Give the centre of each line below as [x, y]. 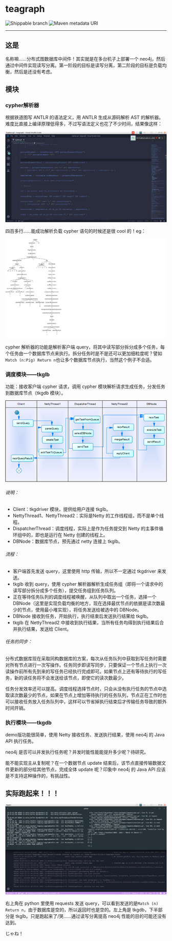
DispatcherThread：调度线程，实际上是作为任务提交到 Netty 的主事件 [86, 529]
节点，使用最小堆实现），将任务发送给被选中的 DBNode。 [82, 610]
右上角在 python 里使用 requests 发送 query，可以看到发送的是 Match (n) [82, 903]
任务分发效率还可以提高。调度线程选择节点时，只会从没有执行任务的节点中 [84, 689]
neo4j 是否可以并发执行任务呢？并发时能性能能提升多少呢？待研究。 [77, 752]
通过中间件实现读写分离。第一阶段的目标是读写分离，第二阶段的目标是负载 [84, 65]
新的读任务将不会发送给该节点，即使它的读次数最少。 [70, 678]
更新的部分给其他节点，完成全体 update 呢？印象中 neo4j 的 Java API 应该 [88, 769]
